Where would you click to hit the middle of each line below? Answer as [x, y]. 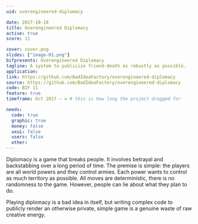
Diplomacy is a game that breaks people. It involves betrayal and [85, 159]
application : [22, 72]
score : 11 [18, 39]
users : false [27, 137]
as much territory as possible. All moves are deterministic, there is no [90, 178]
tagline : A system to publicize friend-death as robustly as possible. [96, 66]
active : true [22, 33]
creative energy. [26, 215]
